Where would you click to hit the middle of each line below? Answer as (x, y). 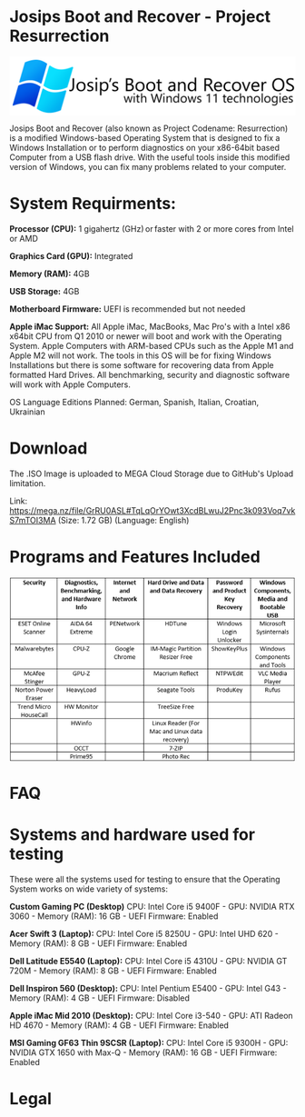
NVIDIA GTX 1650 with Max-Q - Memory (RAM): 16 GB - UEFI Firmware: (143, 1052)
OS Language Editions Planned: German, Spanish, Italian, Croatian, (134, 403)
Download (49, 449)
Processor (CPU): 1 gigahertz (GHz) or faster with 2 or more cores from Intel (152, 229)
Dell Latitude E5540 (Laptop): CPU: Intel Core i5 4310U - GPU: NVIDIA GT (148, 961)
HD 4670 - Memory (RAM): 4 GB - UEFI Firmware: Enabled (119, 1025)
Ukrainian (27, 412)
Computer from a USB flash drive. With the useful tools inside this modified (150, 157)
